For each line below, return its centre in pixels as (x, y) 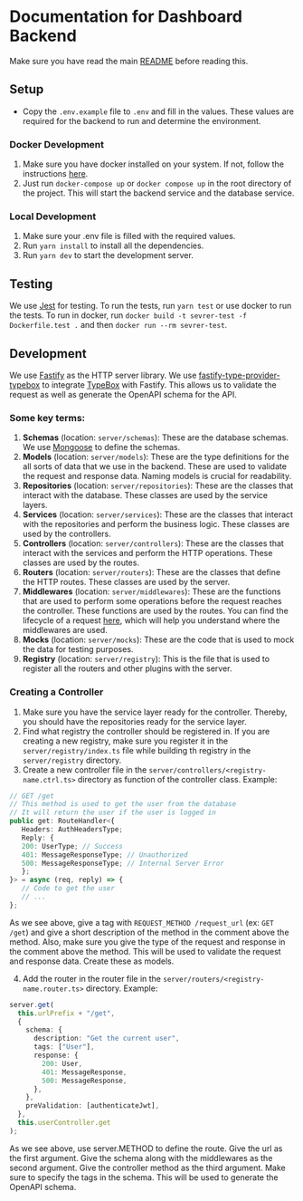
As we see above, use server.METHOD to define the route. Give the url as (146, 1148)
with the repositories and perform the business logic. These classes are (156, 524)
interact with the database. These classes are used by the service (145, 495)
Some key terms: (47, 418)
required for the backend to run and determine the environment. (142, 120)
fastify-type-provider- (239, 375)
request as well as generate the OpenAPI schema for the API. (123, 394)
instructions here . (55, 174)
